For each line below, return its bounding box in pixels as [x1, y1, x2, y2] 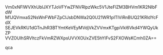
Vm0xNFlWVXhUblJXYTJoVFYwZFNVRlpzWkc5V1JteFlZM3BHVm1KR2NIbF [5, 4, 158, 10]
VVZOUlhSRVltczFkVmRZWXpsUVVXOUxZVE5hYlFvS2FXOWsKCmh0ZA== [5, 35, 157, 41]
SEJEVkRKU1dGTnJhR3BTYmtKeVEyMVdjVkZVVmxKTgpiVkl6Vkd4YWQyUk [5, 25, 159, 31]
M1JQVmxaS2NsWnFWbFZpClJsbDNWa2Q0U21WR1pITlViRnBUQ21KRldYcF [5, 15, 159, 20]
